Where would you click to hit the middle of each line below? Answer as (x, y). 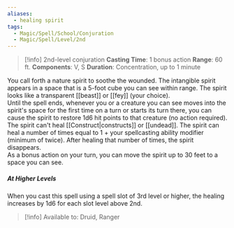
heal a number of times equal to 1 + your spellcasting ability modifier (105, 133)
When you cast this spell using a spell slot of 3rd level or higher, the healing (116, 196)
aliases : (20, 14)
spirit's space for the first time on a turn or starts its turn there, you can (109, 111)
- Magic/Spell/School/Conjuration (64, 33)
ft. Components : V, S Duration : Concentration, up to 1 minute (112, 67)
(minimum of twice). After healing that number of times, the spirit (101, 140)
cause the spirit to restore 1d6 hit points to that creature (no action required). (117, 118)
